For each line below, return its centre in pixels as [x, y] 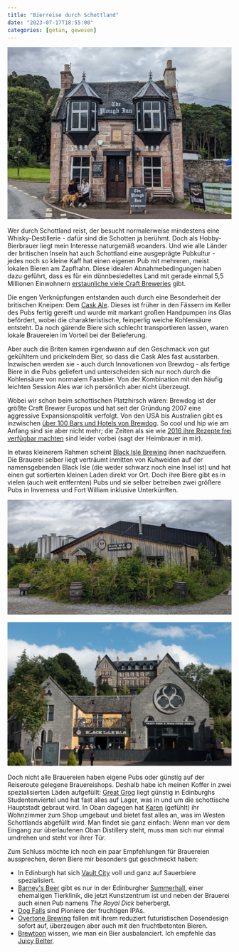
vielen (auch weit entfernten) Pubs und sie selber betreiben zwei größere [115, 482]
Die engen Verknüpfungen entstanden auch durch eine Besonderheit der [114, 297]
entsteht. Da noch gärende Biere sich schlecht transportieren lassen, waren [118, 328]
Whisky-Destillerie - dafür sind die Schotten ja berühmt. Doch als [102, 238]
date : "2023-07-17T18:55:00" [51, 22]
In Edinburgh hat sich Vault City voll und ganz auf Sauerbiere [107, 873]
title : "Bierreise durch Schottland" [63, 15]
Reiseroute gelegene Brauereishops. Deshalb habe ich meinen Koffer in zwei [119, 785]
